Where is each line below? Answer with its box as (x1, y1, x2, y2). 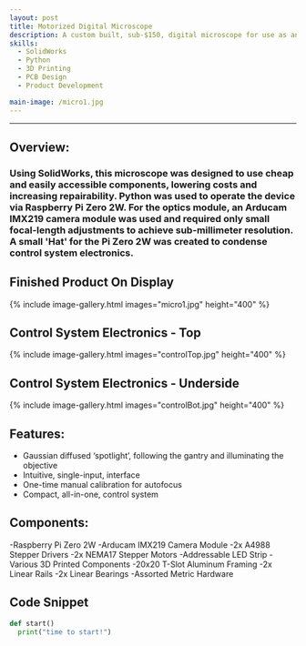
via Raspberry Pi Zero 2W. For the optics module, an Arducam (9, 201, 288, 214)
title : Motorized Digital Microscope (9, 22, 153, 31)
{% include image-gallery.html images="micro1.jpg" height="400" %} (9, 298, 270, 309)
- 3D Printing (17, 65, 71, 74)
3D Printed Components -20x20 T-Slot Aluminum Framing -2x (39, 559, 273, 570)
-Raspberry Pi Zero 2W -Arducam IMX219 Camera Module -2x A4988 (9, 539, 270, 550)
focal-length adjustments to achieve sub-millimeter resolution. (9, 224, 293, 237)
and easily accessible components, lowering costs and (9, 178, 258, 191)
